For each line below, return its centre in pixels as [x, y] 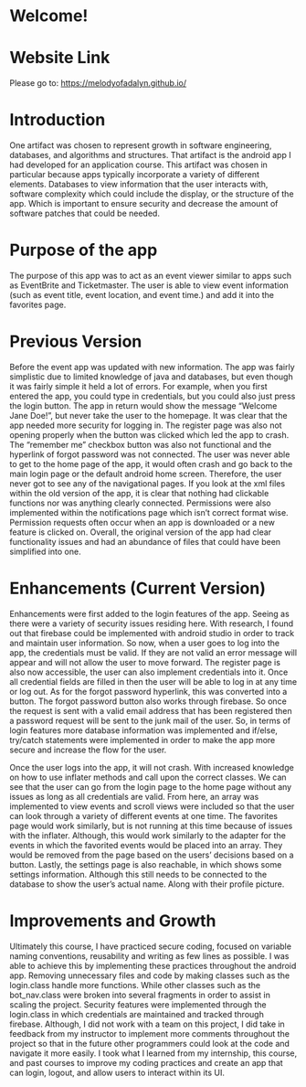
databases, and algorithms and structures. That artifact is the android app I [150, 155]
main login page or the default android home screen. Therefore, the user [146, 474]
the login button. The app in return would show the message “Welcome [143, 405]
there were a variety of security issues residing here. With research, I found [152, 623]
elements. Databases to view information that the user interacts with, [139, 185]
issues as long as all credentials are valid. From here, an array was [134, 796]
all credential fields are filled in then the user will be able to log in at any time [153, 681]
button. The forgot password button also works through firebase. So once [148, 701]
